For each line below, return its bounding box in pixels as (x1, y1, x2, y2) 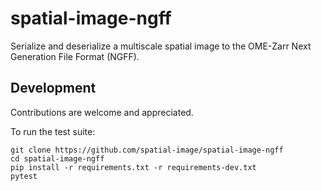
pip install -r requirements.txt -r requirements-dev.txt (10, 162, 257, 172)
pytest (10, 171, 38, 181)
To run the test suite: (10, 125, 96, 137)
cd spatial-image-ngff (10, 153, 105, 164)
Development (10, 80, 97, 97)
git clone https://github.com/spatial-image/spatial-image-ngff (10, 145, 284, 155)
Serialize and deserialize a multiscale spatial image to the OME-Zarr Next (10, 40, 312, 52)
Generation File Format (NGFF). (10, 50, 140, 62)
